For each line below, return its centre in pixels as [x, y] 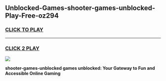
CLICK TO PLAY [24, 30]
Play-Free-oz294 [32, 16]
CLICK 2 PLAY [22, 48]
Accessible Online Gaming [33, 73]
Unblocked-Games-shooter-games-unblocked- [80, 8]
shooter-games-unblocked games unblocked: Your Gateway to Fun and [80, 68]
